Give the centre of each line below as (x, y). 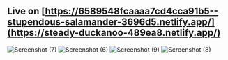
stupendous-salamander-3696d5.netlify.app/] (111, 22)
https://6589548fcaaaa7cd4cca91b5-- (131, 11)
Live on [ (26, 11)
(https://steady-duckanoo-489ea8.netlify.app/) (114, 33)
